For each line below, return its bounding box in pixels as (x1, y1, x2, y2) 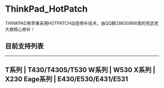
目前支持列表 (5, 42, 44, 50)
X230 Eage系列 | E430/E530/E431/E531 (5, 75, 128, 84)
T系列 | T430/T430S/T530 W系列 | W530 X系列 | (5, 66, 155, 74)
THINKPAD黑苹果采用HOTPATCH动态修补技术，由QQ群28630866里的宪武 (5, 20, 155, 26)
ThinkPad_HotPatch (5, 3, 88, 15)
